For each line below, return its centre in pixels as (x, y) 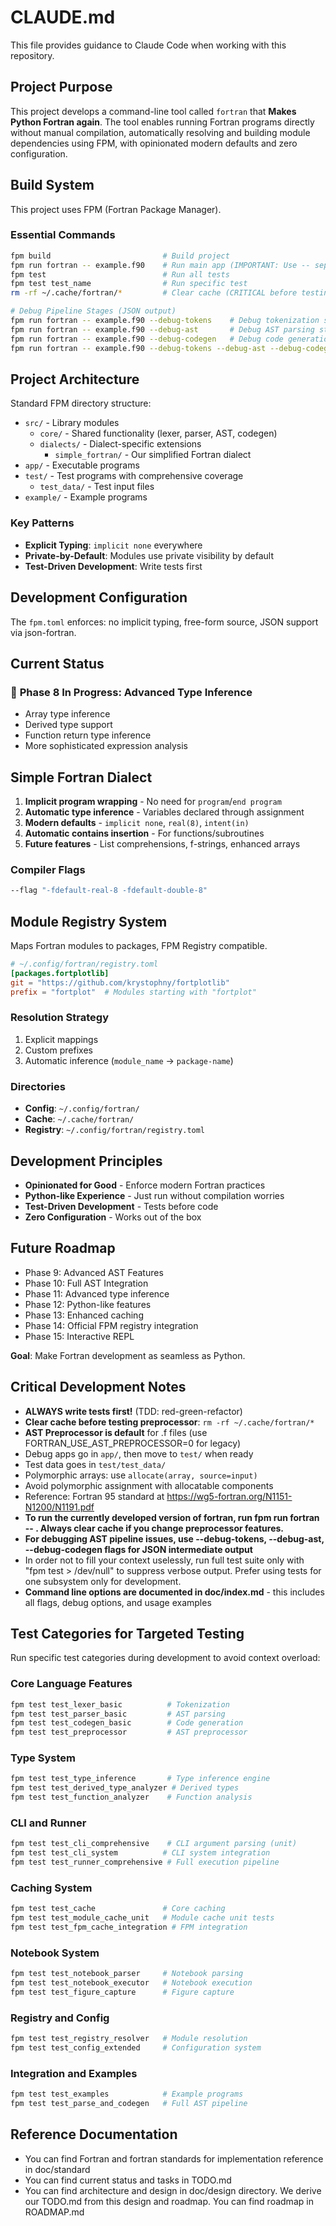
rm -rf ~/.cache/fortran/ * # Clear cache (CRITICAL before (154, 293)
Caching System (51, 1888)
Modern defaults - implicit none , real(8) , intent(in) (137, 823)
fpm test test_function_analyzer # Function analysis (131, 1797)
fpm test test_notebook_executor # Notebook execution (131, 1983)
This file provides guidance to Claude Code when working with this (148, 45)
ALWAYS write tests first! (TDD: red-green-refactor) (133, 1411)
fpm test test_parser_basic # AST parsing (118, 1714)
